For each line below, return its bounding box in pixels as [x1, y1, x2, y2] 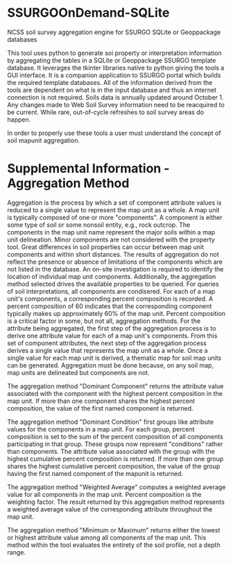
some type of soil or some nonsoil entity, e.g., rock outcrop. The [7, 221, 191, 229]
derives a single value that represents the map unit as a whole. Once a [7, 346, 208, 354]
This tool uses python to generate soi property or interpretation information [7, 49, 222, 57]
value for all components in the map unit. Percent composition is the [7, 490, 202, 498]
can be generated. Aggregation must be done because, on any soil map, [7, 360, 214, 370]
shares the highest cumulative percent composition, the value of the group [7, 461, 221, 470]
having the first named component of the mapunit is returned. [7, 469, 184, 477]
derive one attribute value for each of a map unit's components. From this [7, 331, 218, 340]
